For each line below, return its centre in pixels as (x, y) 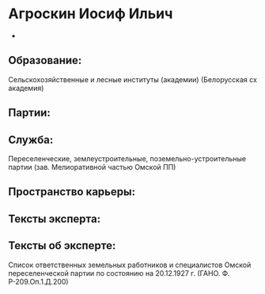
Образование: (45, 60)
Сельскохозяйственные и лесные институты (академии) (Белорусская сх (132, 79)
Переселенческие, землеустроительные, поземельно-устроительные (127, 158)
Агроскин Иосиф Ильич (91, 14)
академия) (26, 88)
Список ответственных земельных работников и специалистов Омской (130, 265)
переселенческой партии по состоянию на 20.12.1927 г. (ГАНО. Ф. (119, 273)
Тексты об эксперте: (62, 246)
